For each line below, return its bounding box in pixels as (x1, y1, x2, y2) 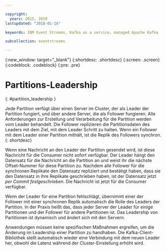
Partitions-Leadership (5, 80, 98, 91)
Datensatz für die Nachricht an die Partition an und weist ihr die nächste (5, 158, 152, 164)
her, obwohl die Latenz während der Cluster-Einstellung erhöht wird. (5, 240, 145, 246)
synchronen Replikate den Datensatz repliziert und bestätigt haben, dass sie (5, 168, 161, 174)
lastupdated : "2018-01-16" (5, 21, 61, 26)
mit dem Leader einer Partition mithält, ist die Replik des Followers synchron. (5, 132, 162, 138)
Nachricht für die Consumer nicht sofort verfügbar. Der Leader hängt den (5, 152, 155, 158)
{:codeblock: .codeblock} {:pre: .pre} (5, 62, 80, 68)
